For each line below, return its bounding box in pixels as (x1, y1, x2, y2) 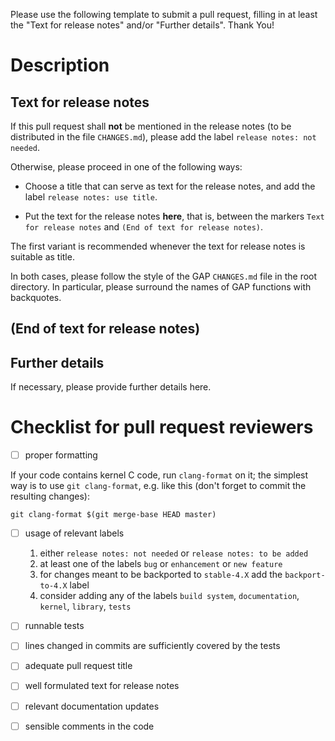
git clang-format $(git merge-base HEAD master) (10, 510, 217, 520)
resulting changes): (10, 490, 90, 503)
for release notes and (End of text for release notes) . (24, 221, 264, 233)
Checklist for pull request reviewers (10, 416, 314, 439)
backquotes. (10, 292, 62, 303)
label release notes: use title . (24, 191, 158, 203)
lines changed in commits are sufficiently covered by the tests (24, 640, 281, 652)
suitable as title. (10, 251, 75, 263)
